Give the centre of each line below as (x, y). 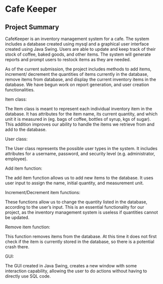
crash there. (17, 247)
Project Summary (32, 27)
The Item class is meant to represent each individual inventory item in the (79, 109)
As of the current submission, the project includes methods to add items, (78, 69)
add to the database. (26, 130)
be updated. (17, 218)
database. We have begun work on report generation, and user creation (77, 85)
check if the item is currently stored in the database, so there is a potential (80, 241)
